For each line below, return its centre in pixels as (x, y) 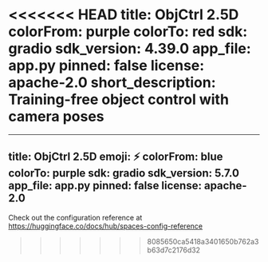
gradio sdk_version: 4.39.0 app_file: (130, 49)
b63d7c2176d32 (174, 250)
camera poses (57, 117)
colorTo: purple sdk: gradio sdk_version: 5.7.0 (124, 173)
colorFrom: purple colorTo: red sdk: (128, 32)
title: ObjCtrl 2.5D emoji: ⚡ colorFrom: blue (116, 157)
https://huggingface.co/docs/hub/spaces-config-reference (106, 226)
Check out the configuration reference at (75, 217)
